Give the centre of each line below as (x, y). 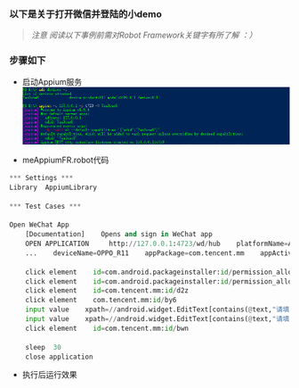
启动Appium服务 (52, 81)
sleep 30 (44, 347)
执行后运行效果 (49, 375)
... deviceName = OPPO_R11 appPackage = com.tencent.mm (135, 253)
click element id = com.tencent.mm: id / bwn (107, 328)
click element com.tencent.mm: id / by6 (101, 301)
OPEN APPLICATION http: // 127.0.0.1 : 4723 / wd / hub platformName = (157, 244)
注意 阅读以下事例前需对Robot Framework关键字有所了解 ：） (144, 35)
